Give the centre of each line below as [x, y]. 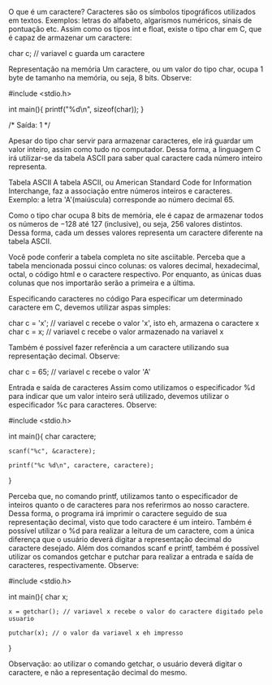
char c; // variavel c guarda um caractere [77, 53]
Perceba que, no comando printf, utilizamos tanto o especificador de [123, 496]
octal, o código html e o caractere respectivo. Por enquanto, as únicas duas [135, 274]
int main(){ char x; [39, 597]
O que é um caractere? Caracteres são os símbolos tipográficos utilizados [132, 12]
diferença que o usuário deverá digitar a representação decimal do [120, 539]
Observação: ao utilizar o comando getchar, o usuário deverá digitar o [125, 664]
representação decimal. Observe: [64, 356]
